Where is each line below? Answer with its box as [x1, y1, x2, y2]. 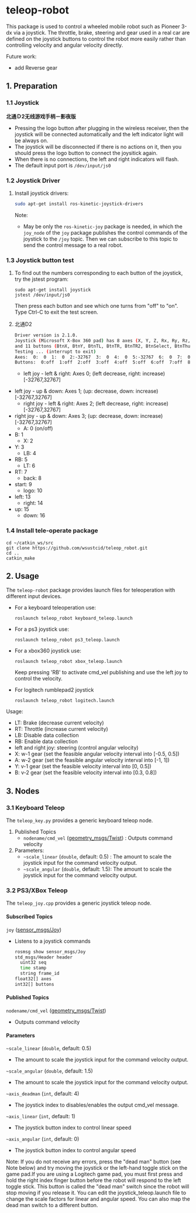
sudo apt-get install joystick [14, 287, 91, 293]
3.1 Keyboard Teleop [6, 803, 65, 812]
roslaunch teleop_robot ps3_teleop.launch [14, 637, 120, 643]
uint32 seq [20, 960, 47, 965]
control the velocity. [14, 675, 63, 682]
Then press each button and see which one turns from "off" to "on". [14, 303, 178, 310]
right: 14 [23, 500, 43, 507]
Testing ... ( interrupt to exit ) [14, 349, 97, 355]
